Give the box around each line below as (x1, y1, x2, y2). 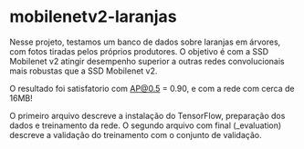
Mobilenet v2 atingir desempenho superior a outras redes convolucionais (9, 55, 285, 66)
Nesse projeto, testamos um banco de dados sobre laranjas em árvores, (9, 36, 281, 47)
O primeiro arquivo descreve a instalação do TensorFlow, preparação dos (9, 110, 286, 121)
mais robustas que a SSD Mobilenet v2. (9, 65, 158, 76)
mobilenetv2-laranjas (9, 6, 177, 27)
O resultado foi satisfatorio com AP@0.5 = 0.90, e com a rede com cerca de (9, 83, 295, 94)
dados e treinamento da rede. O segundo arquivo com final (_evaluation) (9, 120, 282, 131)
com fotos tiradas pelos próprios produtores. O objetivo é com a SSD (9, 45, 269, 56)
